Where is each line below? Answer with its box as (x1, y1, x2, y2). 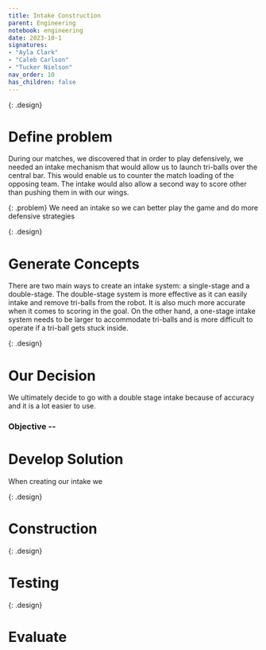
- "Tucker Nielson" (8, 64, 73, 72)
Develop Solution (8, 451, 124, 469)
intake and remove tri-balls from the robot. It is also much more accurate (8, 298, 246, 308)
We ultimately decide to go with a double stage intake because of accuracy (8, 393, 255, 402)
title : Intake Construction (8, 11, 102, 20)
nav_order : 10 (8, 71, 56, 79)
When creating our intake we (8, 477, 103, 486)
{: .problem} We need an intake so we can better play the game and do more (8, 203, 259, 213)
